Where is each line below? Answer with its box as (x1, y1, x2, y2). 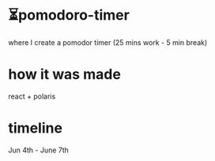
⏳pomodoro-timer (8, 6, 130, 24)
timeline (8, 119, 63, 137)
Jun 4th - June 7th (8, 145, 70, 155)
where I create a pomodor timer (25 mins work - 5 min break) (8, 37, 208, 47)
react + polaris (8, 92, 56, 101)
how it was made (8, 66, 121, 84)
